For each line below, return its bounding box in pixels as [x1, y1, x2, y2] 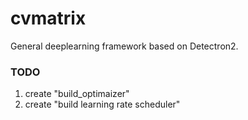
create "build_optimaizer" [24, 88, 130, 100]
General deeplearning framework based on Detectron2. [10, 40, 239, 52]
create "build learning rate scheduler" [24, 98, 181, 111]
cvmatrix [10, 7, 87, 30]
